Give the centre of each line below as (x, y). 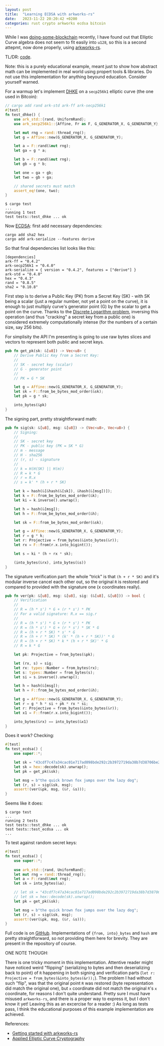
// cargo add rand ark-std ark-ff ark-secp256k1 (55, 106)
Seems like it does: (24, 803)
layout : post (18, 10)
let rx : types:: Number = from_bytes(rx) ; (56, 668)
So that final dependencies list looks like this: (51, 248)
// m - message (29, 451)
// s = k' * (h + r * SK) (40, 482)
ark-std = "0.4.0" (24, 274)
